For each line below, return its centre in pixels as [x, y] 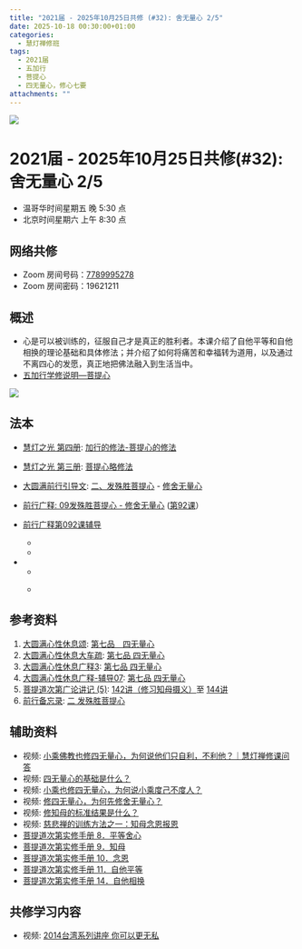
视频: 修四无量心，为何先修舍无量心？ [93, 801]
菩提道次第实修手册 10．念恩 [76, 858]
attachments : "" [40, 94]
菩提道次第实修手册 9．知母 [74, 846]
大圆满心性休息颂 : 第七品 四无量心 [88, 644]
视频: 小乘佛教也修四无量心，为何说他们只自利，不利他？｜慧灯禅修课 [152, 755]
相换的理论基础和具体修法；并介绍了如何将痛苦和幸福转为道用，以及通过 [157, 353]
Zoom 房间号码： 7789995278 [78, 275]
